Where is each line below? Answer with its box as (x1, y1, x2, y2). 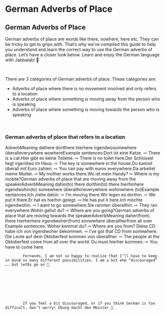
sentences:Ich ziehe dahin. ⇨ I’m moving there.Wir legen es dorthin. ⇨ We (5, 192, 156, 198)
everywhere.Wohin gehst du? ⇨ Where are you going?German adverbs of (5, 208, 155, 214)
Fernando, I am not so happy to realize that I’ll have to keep (23, 253, 158, 259)
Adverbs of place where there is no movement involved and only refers (12, 86, 157, 92)
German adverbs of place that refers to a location (5, 133, 126, 140)
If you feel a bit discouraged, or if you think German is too (23, 301, 155, 306)
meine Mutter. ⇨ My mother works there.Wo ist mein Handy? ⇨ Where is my (5, 171, 160, 177)
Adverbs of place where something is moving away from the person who (12, 96, 160, 102)
